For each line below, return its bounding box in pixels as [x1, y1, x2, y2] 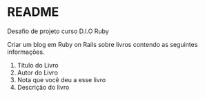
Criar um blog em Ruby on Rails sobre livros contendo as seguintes [7, 40, 198, 48]
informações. [7, 48, 45, 56]
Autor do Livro [17, 68, 59, 77]
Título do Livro [17, 61, 59, 69]
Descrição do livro [17, 83, 70, 91]
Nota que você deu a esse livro [17, 75, 106, 84]
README [7, 4, 59, 20]
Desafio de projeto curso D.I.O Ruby [7, 27, 109, 35]
